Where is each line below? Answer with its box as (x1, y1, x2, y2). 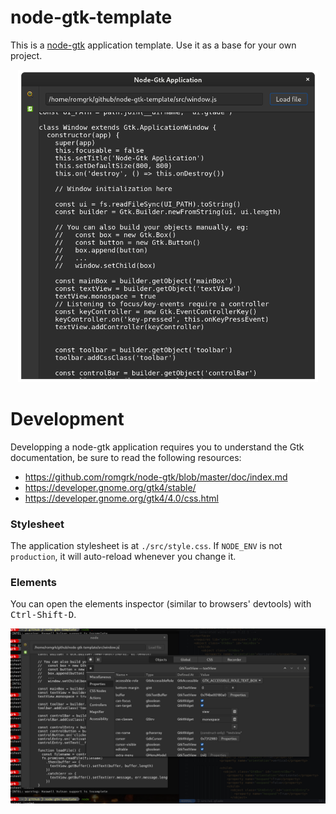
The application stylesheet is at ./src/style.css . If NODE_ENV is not (10, 540, 283, 552)
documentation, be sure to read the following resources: (10, 451, 242, 463)
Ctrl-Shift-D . (10, 609, 77, 621)
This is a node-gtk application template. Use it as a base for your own (10, 39, 297, 51)
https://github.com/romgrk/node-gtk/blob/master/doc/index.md (24, 471, 288, 483)
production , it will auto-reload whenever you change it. (10, 551, 237, 563)
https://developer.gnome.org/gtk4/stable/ (24, 481, 197, 493)
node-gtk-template (10, 6, 173, 29)
